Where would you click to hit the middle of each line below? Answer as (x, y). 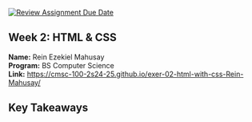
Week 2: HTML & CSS (63, 37)
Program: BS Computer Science (61, 65)
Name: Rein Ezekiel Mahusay (56, 57)
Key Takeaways (48, 108)
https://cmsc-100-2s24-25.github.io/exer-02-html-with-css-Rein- (135, 74)
